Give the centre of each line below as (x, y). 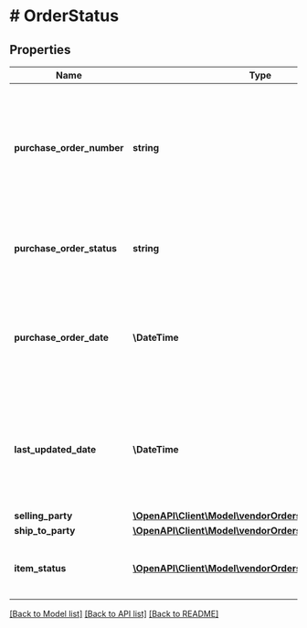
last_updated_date (55, 449)
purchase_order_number (69, 148)
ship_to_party (45, 531)
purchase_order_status (65, 248)
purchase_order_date (62, 337)
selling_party (43, 516)
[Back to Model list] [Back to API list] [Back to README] (114, 614)
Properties (40, 50)
